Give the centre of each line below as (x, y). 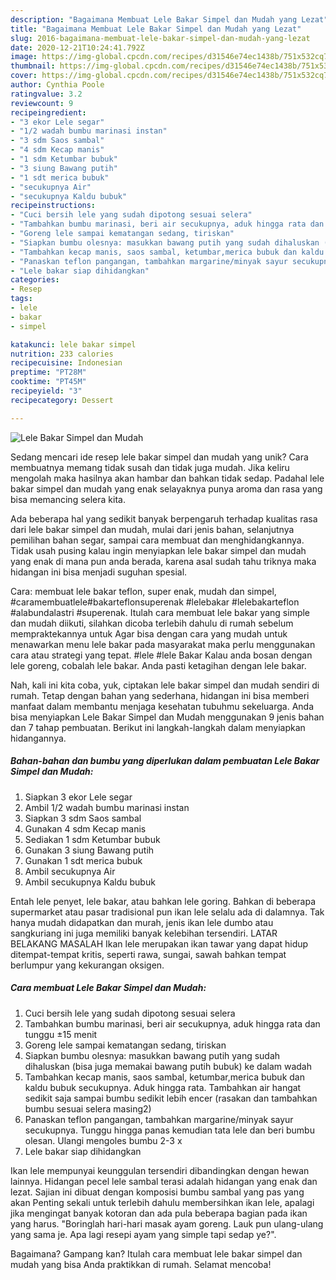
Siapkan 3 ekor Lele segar (78, 797)
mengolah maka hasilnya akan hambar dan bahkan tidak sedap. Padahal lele (167, 478)
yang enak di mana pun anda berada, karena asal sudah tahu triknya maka (163, 561)
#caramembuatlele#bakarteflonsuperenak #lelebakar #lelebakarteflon (155, 602)
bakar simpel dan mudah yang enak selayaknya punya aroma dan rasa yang (166, 488)
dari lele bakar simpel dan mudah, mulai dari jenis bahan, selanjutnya (152, 529)
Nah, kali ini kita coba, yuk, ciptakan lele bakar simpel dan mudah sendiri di (165, 685)
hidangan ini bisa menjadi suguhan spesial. (99, 572)
